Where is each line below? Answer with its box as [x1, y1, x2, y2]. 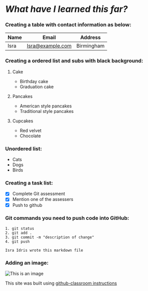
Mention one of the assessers [12, 196, 74, 202]
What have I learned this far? [5, 3, 128, 15]
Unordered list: [5, 145, 42, 152]
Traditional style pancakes [19, 108, 74, 114]
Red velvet [19, 127, 42, 133]
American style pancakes [19, 103, 72, 109]
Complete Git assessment [12, 191, 66, 197]
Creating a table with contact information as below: [5, 21, 132, 28]
